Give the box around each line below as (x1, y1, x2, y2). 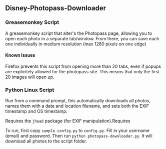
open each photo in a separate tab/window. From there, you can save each (5, 35, 159, 41)
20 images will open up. (5, 74, 54, 80)
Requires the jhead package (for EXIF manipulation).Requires (5, 118, 131, 124)
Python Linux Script (5, 86, 54, 93)
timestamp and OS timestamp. (5, 108, 67, 114)
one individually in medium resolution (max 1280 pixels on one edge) (5, 41, 146, 47)
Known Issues (5, 52, 35, 58)
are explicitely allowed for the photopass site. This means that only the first (5, 68, 160, 74)
